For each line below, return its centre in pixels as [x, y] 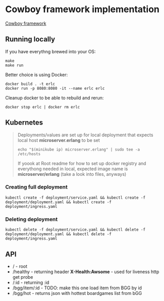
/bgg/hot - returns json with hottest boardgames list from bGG [77, 293]
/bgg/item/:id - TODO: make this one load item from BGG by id [77, 288]
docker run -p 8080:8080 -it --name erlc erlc [55, 88]
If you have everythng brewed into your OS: [50, 51]
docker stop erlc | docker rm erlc [43, 107]
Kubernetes [24, 123]
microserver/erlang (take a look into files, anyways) [72, 174]
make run [14, 65]
